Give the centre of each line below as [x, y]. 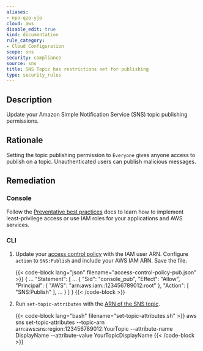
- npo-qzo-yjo [24, 18]
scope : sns [20, 52]
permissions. [23, 121]
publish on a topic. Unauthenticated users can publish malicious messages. [102, 161]
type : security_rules [34, 75]
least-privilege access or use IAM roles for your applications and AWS [94, 218]
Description [29, 100]
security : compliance [34, 58]
